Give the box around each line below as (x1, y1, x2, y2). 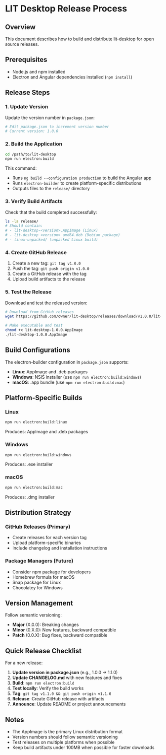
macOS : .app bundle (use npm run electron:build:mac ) (12, 379, 125, 385)
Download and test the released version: (5, 300, 87, 306)
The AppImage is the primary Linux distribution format (12, 729, 123, 735)
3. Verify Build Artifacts (5, 198, 63, 205)
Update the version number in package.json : (5, 115, 95, 121)
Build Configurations (5, 346, 71, 354)
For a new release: (5, 660, 43, 666)
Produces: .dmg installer (5, 494, 55, 500)
